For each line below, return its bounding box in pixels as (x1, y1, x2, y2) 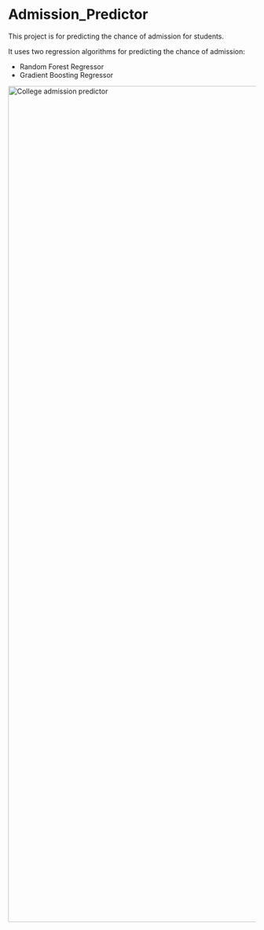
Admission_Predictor (8, 5, 148, 24)
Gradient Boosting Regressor (19, 70, 114, 79)
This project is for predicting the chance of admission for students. (8, 31, 225, 41)
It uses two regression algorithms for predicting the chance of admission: (8, 46, 246, 56)
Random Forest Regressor (19, 61, 104, 71)
